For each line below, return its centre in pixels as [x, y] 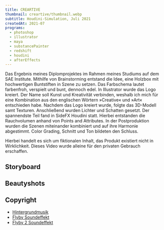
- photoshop [22, 32]
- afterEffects [25, 60]
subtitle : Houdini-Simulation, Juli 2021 [48, 19]
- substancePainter [29, 46]
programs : [15, 28]
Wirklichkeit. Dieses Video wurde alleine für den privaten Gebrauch [73, 146]
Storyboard [23, 167]
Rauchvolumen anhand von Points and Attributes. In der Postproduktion [77, 121]
